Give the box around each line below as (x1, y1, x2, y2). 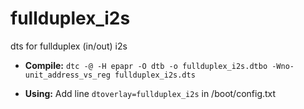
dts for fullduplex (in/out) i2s (10, 40, 128, 52)
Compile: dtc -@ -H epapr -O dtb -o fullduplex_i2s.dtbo (24, 59, 268, 71)
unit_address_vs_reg (24, 70, 111, 80)
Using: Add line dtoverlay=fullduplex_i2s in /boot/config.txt (24, 87, 277, 99)
